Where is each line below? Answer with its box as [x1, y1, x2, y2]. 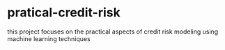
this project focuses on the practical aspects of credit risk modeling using [7, 27, 219, 36]
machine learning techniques [7, 34, 91, 42]
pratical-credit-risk [7, 5, 121, 21]
